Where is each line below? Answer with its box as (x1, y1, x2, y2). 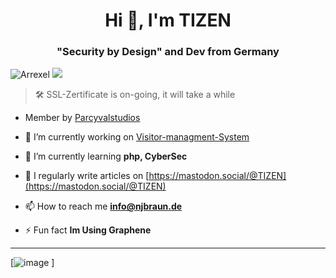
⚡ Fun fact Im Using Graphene (24, 224, 152, 236)
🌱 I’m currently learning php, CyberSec (24, 150, 188, 163)
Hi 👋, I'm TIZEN (104, 9, 232, 32)
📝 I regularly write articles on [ (24, 170, 150, 182)
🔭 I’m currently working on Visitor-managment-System (24, 131, 250, 143)
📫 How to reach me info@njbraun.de (24, 200, 183, 213)
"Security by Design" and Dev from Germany (56, 45, 280, 59)
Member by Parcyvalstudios (24, 112, 141, 124)
